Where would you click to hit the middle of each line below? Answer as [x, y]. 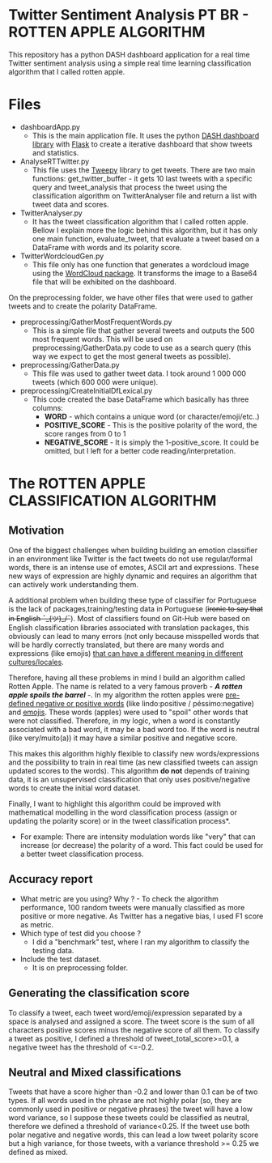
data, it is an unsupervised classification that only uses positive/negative [130, 779]
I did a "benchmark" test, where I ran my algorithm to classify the [140, 942]
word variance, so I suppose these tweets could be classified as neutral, [129, 1118]
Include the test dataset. [60, 959]
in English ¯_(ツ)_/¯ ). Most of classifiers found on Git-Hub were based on [130, 618]
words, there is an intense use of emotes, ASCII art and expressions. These [134, 567]
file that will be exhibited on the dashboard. [104, 282]
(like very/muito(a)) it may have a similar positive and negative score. [123, 738]
